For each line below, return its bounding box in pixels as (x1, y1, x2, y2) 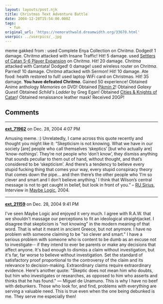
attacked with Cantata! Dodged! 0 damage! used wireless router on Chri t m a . (5, 63, 158, 69)
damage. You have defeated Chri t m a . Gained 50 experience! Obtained (5, 78, 148, 84)
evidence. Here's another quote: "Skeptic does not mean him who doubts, (5, 267, 153, 273)
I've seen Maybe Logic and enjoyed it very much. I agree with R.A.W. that (5, 210, 151, 216)
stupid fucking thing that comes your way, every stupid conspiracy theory (5, 166, 153, 172)
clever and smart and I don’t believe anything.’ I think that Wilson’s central (5, 176, 152, 183)
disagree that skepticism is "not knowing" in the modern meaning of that (5, 221, 150, 227)
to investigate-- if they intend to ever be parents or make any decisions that (5, 242, 156, 247)
